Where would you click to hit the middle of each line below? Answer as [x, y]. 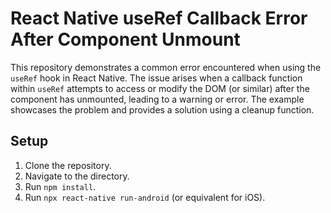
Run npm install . [60, 186]
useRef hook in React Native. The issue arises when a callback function [156, 78]
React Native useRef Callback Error [159, 18]
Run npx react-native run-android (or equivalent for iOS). [145, 197]
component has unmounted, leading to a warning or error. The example [157, 99]
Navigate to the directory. [77, 176]
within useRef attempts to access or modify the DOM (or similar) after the [160, 88]
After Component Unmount [125, 39]
